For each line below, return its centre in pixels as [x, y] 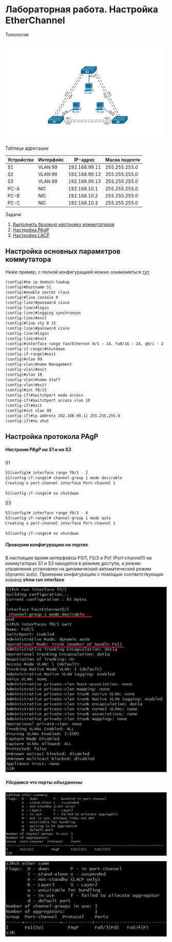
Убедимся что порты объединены [44, 782]
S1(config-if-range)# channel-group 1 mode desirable [64, 478]
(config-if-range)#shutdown [35, 349]
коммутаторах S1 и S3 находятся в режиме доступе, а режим [73, 563]
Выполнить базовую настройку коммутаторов [63, 224]
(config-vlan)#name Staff [33, 380]
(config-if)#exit [24, 405]
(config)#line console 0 [32, 297]
